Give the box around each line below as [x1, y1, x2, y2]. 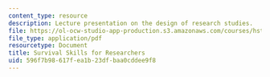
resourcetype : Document [8, 42, 88, 50]
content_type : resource [8, 11, 88, 20]
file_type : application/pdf [8, 34, 103, 43]
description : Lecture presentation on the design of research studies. [8, 19, 253, 27]
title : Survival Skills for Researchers [8, 49, 146, 57]
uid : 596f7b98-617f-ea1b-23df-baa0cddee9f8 [8, 57, 157, 65]
